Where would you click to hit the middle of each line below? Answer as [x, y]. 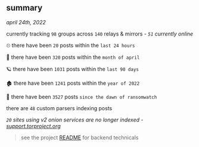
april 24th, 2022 [26, 22]
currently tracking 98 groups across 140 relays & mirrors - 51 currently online [100, 34]
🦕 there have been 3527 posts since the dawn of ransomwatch [82, 97]
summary [24, 8]
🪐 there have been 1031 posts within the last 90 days [72, 69]
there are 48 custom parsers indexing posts [59, 108]
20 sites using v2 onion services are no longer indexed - [75, 120]
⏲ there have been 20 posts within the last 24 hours [71, 45]
